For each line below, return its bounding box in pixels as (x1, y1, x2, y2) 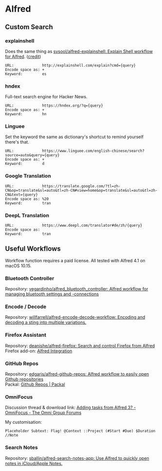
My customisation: (5, 419, 42, 425)
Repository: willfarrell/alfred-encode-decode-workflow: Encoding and (5, 314, 145, 320)
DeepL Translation (5, 212, 50, 218)
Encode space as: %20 (5, 196, 49, 201)
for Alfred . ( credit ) (5, 54, 41, 59)
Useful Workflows (5, 245, 61, 253)
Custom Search (5, 23, 53, 31)
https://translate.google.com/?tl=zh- (42, 183, 121, 188)
